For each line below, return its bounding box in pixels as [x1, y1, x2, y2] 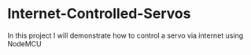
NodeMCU [7, 38, 42, 48]
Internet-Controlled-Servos [7, 5, 191, 23]
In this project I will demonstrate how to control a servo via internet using [7, 31, 244, 40]
